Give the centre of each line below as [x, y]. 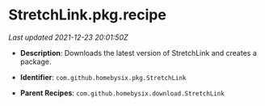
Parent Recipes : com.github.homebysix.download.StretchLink [122, 93]
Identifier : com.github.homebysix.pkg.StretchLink [103, 77]
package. [36, 61]
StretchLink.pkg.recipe [88, 15]
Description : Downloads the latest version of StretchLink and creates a [138, 53]
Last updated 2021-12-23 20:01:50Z [68, 37]
